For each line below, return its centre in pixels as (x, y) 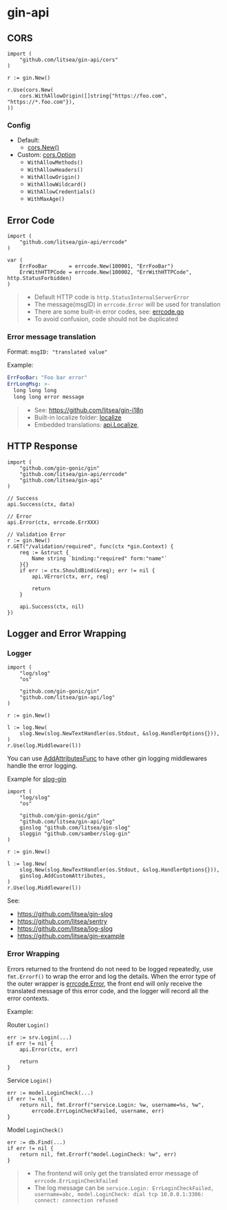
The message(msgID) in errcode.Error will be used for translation (127, 305)
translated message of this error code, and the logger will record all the (108, 991)
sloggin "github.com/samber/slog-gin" (75, 834)
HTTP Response (42, 446)
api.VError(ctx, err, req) (71, 576)
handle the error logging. (42, 766)
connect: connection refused (76, 1200)
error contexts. (28, 998)
